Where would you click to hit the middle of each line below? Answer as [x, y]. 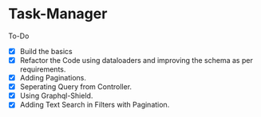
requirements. [43, 69]
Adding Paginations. [53, 78]
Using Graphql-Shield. [56, 96]
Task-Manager [58, 14]
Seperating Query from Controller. [76, 87]
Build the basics [46, 51]
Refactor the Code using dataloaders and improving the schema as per [136, 60]
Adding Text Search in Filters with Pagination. [95, 105]
